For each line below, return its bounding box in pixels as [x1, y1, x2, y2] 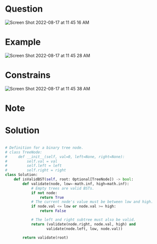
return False [39, 209, 67, 213]
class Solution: [5, 173, 38, 177]
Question [5, 3, 43, 15]
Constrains [5, 70, 51, 81]
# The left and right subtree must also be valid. [31, 217, 136, 222]
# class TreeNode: [5, 150, 42, 155]
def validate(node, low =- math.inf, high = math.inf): [22, 181, 130, 186]
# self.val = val [5, 159, 57, 164]
